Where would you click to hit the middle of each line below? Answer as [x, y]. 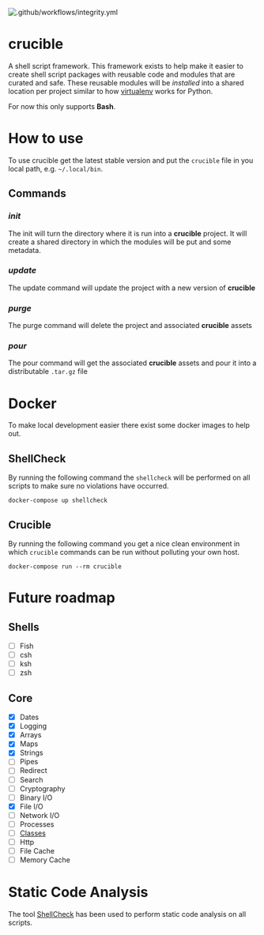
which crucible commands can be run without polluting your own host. [124, 552]
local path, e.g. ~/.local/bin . [56, 168]
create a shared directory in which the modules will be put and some [120, 242]
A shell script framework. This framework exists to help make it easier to [126, 66]
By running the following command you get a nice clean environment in [124, 544]
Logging [33, 726]
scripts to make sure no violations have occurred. [89, 486]
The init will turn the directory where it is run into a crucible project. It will [128, 233]
